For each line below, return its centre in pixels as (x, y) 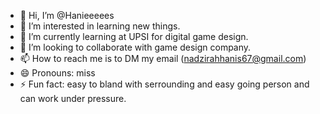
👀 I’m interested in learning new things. (100, 26)
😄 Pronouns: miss (57, 73)
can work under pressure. (73, 98)
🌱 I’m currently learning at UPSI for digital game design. (134, 36)
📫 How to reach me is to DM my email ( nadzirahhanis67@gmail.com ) (163, 58)
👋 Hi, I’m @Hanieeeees (67, 15)
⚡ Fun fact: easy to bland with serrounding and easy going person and (164, 84)
